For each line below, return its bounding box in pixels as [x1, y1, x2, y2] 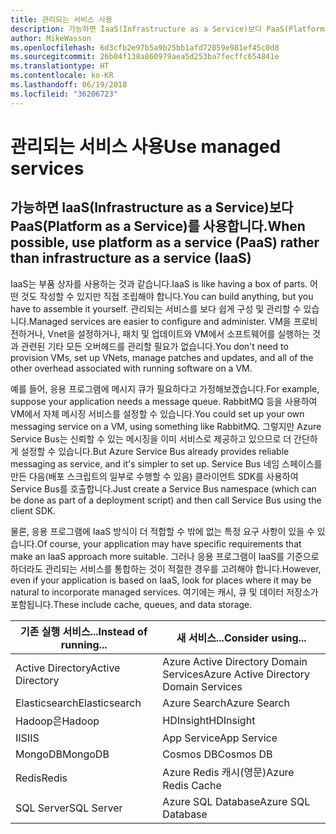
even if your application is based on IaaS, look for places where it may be [10, 574, 312, 586]
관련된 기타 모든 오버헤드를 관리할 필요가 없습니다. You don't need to [20, 340, 289, 352]
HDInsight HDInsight [162, 713, 256, 727]
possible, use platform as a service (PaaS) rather [10, 234, 320, 251]
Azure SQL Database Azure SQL [162, 794, 311, 808]
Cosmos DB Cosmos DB [162, 747, 273, 761]
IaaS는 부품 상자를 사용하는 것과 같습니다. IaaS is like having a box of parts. [10, 277, 308, 290]
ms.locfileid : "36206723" [10, 89, 118, 99]
